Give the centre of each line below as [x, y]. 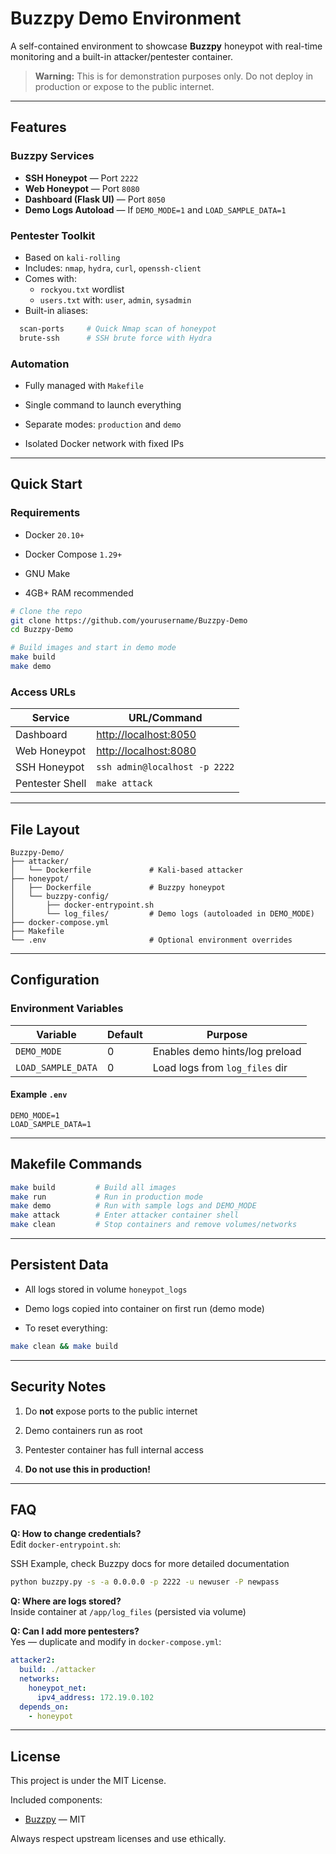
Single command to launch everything [103, 404]
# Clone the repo [46, 611]
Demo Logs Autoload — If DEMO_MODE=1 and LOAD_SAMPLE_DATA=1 [155, 209]
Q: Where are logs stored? [66, 1601]
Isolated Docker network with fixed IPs [104, 443]
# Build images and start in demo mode [93, 648]
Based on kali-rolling [72, 257]
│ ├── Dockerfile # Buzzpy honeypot [118, 888]
